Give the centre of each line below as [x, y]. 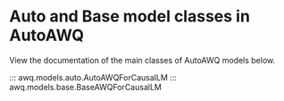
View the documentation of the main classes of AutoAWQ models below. [142, 60]
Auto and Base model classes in [129, 17]
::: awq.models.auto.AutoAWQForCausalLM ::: [93, 77]
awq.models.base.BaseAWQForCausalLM [86, 87]
